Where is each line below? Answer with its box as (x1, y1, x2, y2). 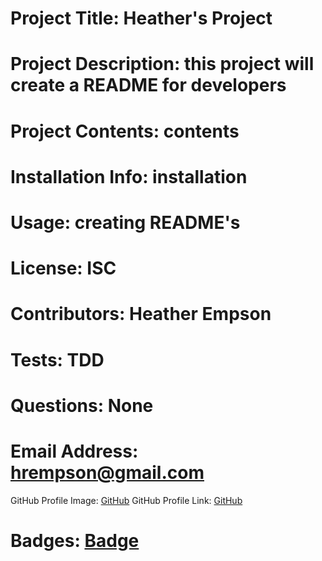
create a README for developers (10, 74, 287, 97)
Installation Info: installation (10, 165, 248, 188)
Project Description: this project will (10, 53, 315, 76)
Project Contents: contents (10, 120, 240, 142)
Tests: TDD (10, 348, 105, 371)
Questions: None (10, 394, 154, 417)
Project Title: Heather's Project (10, 7, 273, 30)
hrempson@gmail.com (10, 461, 205, 484)
